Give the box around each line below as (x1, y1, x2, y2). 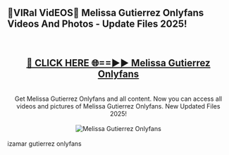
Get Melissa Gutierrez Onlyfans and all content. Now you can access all (14, 94, 223, 103)
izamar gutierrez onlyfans (7, 139, 82, 148)
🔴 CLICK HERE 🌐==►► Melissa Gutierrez (26, 57, 211, 69)
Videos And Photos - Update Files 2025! (7, 18, 187, 30)
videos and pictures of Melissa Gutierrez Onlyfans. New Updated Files (16, 101, 221, 110)
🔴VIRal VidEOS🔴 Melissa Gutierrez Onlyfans (7, 7, 204, 19)
